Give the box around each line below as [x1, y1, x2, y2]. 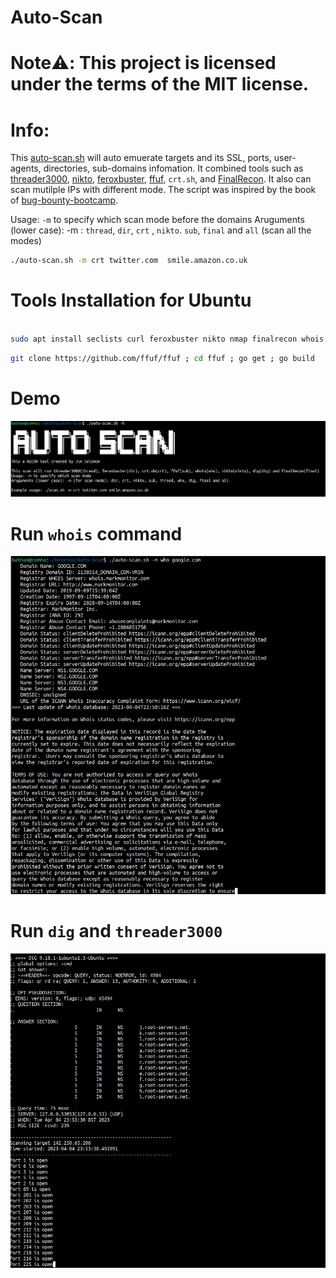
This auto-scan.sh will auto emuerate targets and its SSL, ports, [10, 152, 272, 164]
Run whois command [10, 522, 183, 545]
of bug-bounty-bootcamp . [10, 194, 119, 206]
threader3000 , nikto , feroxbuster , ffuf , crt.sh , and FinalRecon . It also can [10, 173, 312, 185]
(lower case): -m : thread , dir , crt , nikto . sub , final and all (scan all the [10, 224, 312, 236]
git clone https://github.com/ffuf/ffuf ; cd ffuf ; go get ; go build [10, 353, 315, 363]
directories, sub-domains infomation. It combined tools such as [43, 162, 304, 175]
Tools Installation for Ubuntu [10, 289, 252, 312]
